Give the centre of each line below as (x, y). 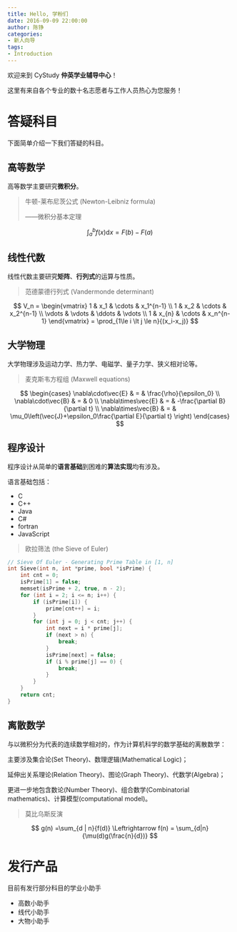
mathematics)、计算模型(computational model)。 (80, 798)
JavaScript (34, 533)
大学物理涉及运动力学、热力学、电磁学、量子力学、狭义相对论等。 (104, 364)
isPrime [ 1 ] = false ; (51, 582)
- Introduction (30, 54)
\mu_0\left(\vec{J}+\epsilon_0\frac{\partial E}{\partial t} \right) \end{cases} (120, 416)
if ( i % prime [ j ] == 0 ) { (84, 661)
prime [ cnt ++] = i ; (73, 608)
